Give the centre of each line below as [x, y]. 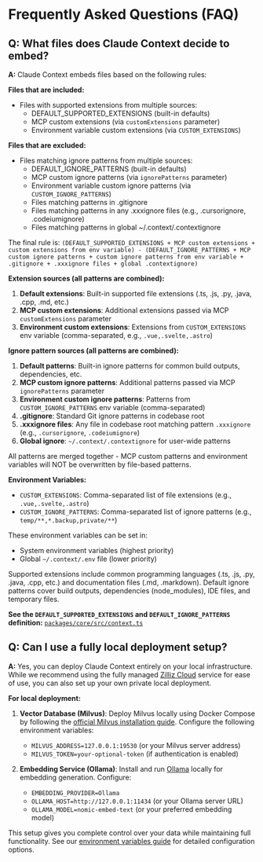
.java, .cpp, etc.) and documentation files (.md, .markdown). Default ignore [129, 582]
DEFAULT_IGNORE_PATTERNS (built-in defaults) [109, 169]
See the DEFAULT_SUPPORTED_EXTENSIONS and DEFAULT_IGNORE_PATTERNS [119, 614]
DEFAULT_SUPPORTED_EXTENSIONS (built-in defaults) [121, 113]
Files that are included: [46, 90]
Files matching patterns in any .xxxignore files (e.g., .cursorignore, [138, 211]
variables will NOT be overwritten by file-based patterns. [100, 464]
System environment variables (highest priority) [97, 550]
